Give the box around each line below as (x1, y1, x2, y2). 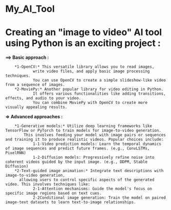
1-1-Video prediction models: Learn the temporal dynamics (32, 141, 161, 146)
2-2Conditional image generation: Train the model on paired (32, 195, 166, 200)
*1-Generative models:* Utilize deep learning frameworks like (14, 123, 153, 129)
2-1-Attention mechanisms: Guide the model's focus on (32, 186, 153, 192)
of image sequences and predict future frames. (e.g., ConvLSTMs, (5, 146, 150, 151)
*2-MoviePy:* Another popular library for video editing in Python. (14, 87, 164, 92)
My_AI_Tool (5, 3, 55, 15)
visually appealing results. (5, 104, 68, 110)
